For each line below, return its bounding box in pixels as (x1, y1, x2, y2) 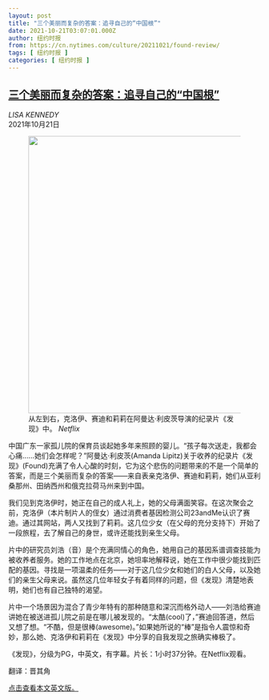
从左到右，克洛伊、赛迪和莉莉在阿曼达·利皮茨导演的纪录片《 (28, 413, 227, 423)
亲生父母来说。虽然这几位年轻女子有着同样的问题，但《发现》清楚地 (22, 574, 247, 585)
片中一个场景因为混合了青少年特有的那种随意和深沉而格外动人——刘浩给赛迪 (8, 601, 261, 611)
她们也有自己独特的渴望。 (22, 585, 106, 594)
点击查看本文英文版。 (8, 682, 78, 693)
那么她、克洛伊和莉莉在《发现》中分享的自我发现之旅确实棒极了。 (22, 632, 240, 642)
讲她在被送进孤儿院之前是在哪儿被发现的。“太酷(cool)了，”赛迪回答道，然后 (8, 612, 255, 622)
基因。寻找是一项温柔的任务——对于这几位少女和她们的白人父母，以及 (22, 565, 254, 574)
